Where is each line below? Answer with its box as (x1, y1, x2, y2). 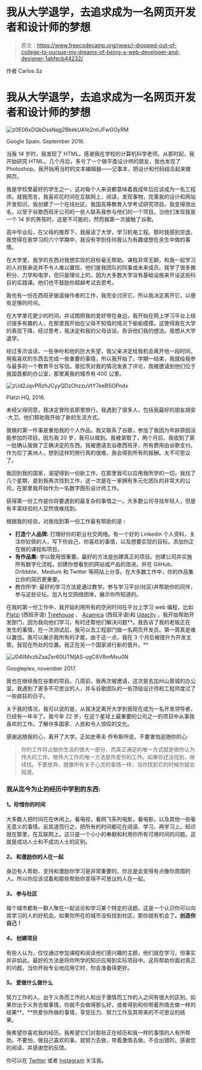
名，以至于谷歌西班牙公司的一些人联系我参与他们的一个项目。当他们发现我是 (6, 208, 196, 215)
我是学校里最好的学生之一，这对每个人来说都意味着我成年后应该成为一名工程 (6, 185, 196, 193)
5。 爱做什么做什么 (6, 979, 54, 986)
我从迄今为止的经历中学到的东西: (6, 784, 101, 793)
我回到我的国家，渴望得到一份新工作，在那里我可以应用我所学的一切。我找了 (6, 469, 196, 477)
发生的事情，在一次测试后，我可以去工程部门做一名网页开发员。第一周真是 (6, 626, 191, 633)
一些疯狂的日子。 (6, 692, 49, 699)
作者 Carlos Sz (6, 67, 43, 74)
